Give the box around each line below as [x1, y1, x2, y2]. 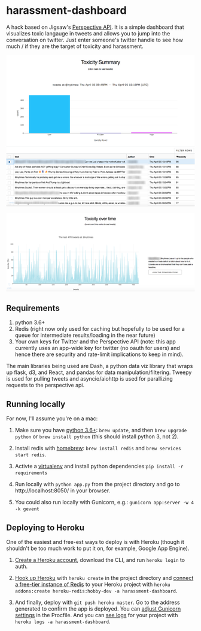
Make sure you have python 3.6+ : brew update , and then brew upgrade [14, 427, 187, 434]
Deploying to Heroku [6, 522, 85, 533]
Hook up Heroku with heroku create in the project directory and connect [14, 575, 194, 582]
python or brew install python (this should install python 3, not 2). [14, 433, 179, 440]
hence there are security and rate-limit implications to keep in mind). [14, 351, 184, 358]
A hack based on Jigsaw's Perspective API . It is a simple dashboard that [6, 23, 184, 31]
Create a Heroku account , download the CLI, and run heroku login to [14, 557, 185, 564]
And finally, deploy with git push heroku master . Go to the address [14, 599, 181, 606]
